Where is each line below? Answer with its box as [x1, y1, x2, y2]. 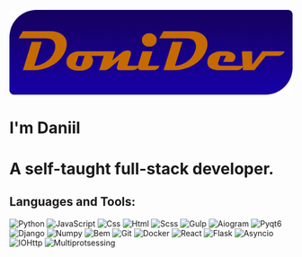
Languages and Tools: [9, 194, 137, 209]
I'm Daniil [9, 118, 81, 137]
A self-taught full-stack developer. [9, 158, 274, 179]
